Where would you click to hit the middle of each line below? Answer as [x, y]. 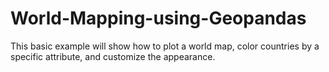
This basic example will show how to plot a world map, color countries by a [165, 46]
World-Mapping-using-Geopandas [158, 18]
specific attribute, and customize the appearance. [113, 56]
